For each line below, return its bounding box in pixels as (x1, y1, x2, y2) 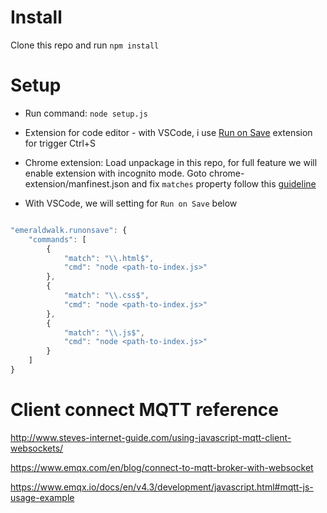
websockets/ (10, 442, 64, 454)
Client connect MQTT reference (10, 399, 279, 421)
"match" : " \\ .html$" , (63, 253, 155, 263)
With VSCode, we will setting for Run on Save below (24, 197, 238, 209)
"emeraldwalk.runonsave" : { (10, 225, 128, 235)
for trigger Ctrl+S (24, 137, 97, 149)
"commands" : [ (28, 234, 87, 245)
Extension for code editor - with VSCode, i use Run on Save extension (24, 126, 313, 138)
